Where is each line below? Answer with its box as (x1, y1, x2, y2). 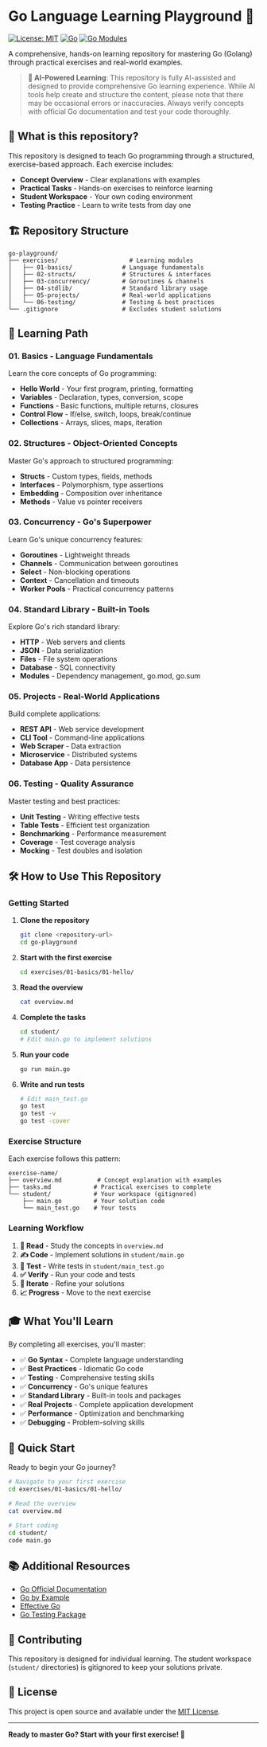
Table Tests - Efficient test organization (19, 820, 150, 830)
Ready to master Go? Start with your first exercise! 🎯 (8, 1729, 185, 1739)
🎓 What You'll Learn (8, 1315, 114, 1328)
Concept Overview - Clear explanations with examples (19, 174, 201, 184)
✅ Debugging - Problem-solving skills (19, 1417, 145, 1428)
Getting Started (8, 897, 69, 909)
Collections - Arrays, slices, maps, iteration (19, 418, 163, 428)
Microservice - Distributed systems (19, 750, 137, 760)
